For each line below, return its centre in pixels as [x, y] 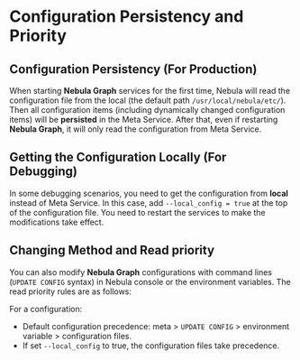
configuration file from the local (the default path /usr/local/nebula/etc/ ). [148, 100]
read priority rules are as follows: [71, 291]
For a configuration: [46, 309]
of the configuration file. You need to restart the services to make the [137, 212]
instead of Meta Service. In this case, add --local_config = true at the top [149, 203]
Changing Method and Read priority [112, 250]
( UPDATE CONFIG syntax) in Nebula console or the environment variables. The [150, 282]
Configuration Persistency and [127, 17]
